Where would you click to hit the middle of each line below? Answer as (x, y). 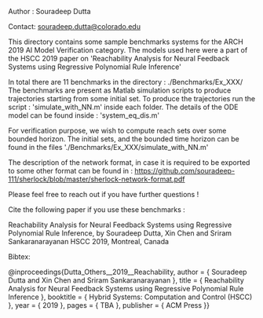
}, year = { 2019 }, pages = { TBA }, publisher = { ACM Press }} (109, 305)
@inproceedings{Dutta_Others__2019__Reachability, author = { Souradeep (128, 272)
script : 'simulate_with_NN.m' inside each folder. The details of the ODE (123, 107)
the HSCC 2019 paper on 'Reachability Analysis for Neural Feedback (119, 58)
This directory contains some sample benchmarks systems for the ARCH (126, 42)
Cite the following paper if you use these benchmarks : (97, 210)
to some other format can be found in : (71, 171)
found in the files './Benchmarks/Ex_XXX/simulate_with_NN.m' (108, 147)
